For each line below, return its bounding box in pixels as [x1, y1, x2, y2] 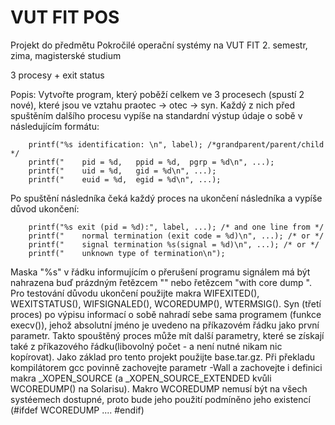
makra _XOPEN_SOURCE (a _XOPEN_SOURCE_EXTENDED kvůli [10, 372, 272, 384]
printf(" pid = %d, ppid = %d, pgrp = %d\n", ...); [28, 157, 275, 167]
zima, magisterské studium [10, 49, 122, 61]
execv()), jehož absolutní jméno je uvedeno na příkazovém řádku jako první [10, 319, 320, 331]
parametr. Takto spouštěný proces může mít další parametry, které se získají [10, 329, 325, 341]
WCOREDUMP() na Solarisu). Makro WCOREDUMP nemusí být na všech [10, 382, 308, 395]
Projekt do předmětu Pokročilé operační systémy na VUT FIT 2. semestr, [10, 39, 308, 51]
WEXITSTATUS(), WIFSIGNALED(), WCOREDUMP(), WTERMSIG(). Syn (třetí [10, 297, 322, 310]
